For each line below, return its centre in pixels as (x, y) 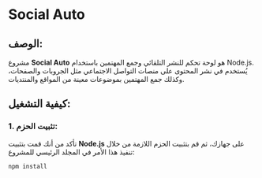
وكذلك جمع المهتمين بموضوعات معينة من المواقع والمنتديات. (96, 79)
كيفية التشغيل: (39, 104)
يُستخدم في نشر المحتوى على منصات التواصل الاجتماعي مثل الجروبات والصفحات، (128, 71)
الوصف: (26, 44)
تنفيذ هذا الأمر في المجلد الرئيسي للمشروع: (72, 152)
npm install (28, 166)
